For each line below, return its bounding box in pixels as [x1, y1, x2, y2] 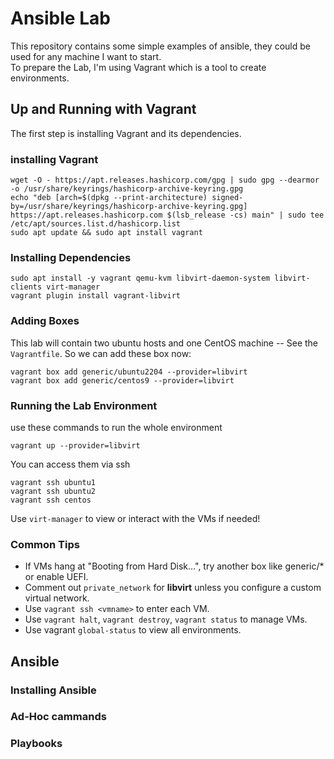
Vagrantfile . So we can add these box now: [10, 347, 192, 359]
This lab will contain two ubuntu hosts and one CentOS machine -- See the [10, 337, 319, 349]
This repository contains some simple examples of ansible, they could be [10, 40, 311, 52]
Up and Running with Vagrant [10, 101, 197, 118]
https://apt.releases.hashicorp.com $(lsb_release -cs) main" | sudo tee [10, 210, 325, 221]
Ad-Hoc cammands [10, 710, 107, 724]
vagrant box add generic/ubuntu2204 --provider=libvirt [10, 367, 248, 377]
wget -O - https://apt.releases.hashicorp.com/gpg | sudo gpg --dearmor [10, 175, 320, 186]
